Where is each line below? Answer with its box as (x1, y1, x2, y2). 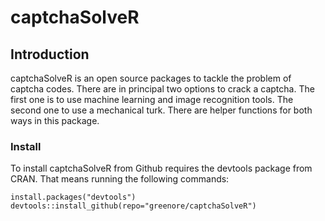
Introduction (10, 46, 90, 63)
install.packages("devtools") (10, 192, 137, 203)
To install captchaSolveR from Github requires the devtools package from (10, 162, 313, 175)
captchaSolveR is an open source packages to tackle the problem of (10, 72, 292, 84)
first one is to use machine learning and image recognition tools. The (10, 94, 294, 105)
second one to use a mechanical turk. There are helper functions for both (10, 104, 313, 116)
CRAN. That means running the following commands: (10, 173, 230, 185)
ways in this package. (10, 115, 100, 126)
